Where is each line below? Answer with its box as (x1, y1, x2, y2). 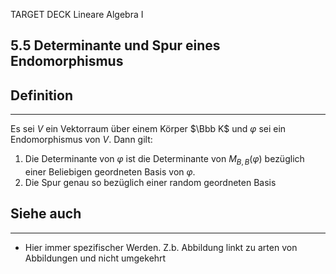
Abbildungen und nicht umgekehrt (24, 252, 167, 264)
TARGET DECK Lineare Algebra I (10, 9, 144, 20)
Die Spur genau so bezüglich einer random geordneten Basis (24, 177, 277, 188)
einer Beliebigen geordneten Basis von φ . (24, 166, 196, 178)
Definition (10, 87, 73, 104)
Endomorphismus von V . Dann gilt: (10, 134, 153, 146)
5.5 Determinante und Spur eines (10, 37, 221, 54)
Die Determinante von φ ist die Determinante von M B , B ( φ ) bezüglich (24, 153, 305, 167)
